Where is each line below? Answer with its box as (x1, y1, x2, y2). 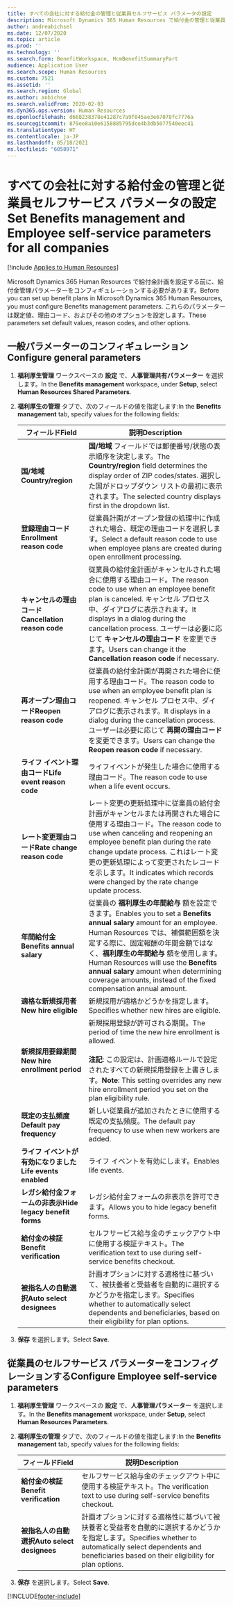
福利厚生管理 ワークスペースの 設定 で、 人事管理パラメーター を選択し (17, 1401, 218, 1410)
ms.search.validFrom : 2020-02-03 (7, 101, 104, 108)
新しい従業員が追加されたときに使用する (88, 1106, 221, 1116)
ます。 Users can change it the (88, 644, 187, 654)
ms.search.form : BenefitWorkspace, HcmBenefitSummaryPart (7, 56, 178, 63)
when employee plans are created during (88, 543, 222, 553)
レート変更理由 (20, 832, 70, 842)
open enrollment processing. (88, 552, 182, 562)
